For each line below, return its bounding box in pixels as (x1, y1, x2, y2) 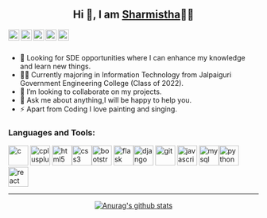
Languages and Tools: (8, 127, 95, 138)
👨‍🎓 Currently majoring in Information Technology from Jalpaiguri (19, 69, 232, 80)
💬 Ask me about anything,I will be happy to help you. (19, 95, 192, 104)
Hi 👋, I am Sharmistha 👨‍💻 (72, 8, 195, 21)
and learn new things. (19, 61, 91, 71)
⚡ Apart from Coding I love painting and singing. (19, 104, 177, 114)
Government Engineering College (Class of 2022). (19, 78, 184, 88)
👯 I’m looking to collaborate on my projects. (19, 87, 162, 96)
